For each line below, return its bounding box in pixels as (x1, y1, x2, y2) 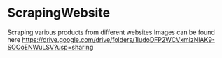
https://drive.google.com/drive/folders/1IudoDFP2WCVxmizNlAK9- (22, 35, 216, 43)
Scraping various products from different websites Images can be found (7, 28, 216, 36)
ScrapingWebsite (7, 5, 111, 21)
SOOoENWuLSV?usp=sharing (7, 43, 94, 51)
